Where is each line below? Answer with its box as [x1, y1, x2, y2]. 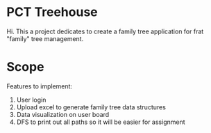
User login [16, 95, 47, 104]
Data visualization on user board [16, 110, 110, 118]
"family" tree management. [6, 34, 84, 42]
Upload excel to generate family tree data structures [16, 102, 166, 111]
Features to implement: [6, 81, 73, 91]
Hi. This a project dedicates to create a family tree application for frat [6, 27, 204, 36]
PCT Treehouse [6, 4, 98, 20]
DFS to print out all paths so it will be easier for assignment [16, 118, 185, 126]
